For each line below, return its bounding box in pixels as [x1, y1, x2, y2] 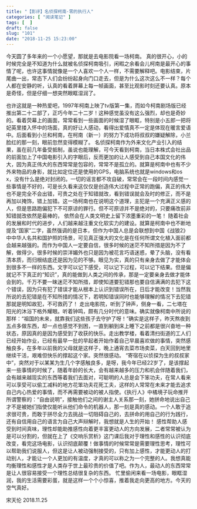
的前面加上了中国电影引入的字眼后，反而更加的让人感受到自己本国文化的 [6, 153, 181, 160]
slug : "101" [6, 31, 35, 36]
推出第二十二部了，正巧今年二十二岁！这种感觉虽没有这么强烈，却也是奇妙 [6, 109, 186, 116]
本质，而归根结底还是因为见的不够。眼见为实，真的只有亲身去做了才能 [11, 256, 181, 263]
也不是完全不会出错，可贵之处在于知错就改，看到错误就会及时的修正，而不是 [6, 190, 191, 197]
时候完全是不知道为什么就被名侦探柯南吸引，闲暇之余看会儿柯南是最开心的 [6, 60, 186, 67]
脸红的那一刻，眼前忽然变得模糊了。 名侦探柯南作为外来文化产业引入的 [6, 139, 177, 146]
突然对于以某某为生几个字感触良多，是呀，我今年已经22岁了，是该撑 [18, 359, 185, 366]
